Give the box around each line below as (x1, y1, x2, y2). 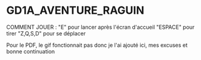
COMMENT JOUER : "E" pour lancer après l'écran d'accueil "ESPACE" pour (6, 23, 195, 31)
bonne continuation (6, 47, 55, 55)
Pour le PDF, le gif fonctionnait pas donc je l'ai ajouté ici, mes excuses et (6, 41, 188, 49)
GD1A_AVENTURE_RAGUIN (6, 4, 145, 17)
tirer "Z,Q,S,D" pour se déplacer (6, 29, 86, 37)
